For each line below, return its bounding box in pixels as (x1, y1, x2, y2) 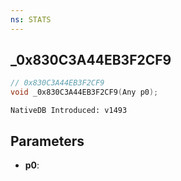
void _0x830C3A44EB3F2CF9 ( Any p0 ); (10, 87, 159, 98)
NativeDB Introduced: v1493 (10, 106, 128, 116)
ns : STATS (10, 14, 52, 25)
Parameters (10, 132, 85, 150)
